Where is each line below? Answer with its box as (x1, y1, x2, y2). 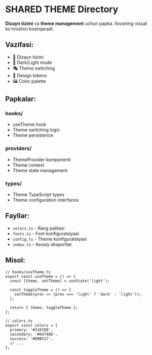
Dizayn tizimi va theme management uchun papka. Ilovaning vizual (5, 20, 147, 26)
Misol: (5, 256, 25, 265)
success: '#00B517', (10, 336, 53, 341)
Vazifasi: (5, 41, 34, 49)
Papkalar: (5, 95, 36, 104)
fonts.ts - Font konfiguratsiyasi (12, 230, 80, 237)
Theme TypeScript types (12, 191, 65, 198)
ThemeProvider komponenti (12, 156, 71, 163)
